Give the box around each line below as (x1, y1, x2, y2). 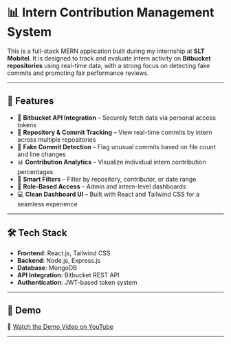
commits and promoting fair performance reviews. (7, 69, 149, 77)
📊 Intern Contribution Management (7, 5, 214, 21)
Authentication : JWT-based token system (16, 278, 137, 286)
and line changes (16, 150, 67, 158)
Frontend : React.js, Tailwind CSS (16, 248, 111, 257)
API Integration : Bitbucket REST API (16, 270, 120, 279)
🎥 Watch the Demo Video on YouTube (7, 323, 113, 331)
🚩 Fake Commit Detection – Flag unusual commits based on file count (16, 142, 216, 151)
